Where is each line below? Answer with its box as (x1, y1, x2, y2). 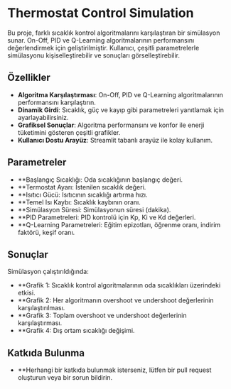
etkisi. (17, 289, 36, 297)
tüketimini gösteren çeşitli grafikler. (17, 128, 121, 136)
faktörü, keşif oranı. (17, 228, 75, 236)
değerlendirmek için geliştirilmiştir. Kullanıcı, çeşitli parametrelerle (7, 43, 200, 52)
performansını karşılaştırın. (17, 98, 96, 106)
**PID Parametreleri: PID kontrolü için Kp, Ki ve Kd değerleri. (17, 213, 196, 221)
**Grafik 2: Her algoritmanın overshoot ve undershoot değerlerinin (17, 296, 215, 305)
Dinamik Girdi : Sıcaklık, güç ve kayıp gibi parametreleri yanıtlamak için (17, 105, 224, 114)
